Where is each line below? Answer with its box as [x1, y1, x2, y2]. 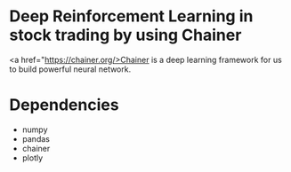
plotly [21, 152, 44, 163]
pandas [21, 133, 51, 144]
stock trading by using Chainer [9, 25, 242, 45]
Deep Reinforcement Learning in [9, 6, 254, 27]
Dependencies [9, 95, 119, 115]
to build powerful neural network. [9, 64, 132, 74]
